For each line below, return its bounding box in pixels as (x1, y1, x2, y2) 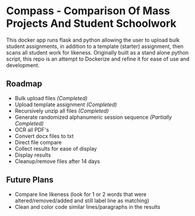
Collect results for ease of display (14, 145, 97, 152)
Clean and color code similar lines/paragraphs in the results (14, 203, 161, 210)
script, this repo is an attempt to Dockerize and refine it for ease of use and (6, 55, 190, 62)
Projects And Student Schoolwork (6, 17, 177, 30)
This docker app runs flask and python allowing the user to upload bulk (6, 36, 180, 43)
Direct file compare (14, 138, 62, 146)
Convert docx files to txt (14, 132, 74, 139)
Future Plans (6, 175, 54, 185)
